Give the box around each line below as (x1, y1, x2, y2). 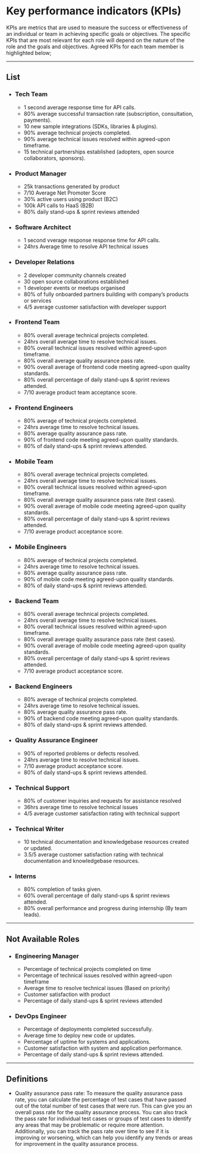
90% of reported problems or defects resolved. (23, 750, 140, 757)
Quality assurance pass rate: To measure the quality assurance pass (14, 1090, 183, 1097)
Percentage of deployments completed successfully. (23, 1025, 154, 1033)
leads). (23, 911, 41, 918)
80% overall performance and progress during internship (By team (23, 905, 187, 912)
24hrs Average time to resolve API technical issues (23, 243, 149, 250)
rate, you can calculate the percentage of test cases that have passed (14, 1096, 186, 1103)
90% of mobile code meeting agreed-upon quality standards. (23, 575, 174, 582)
